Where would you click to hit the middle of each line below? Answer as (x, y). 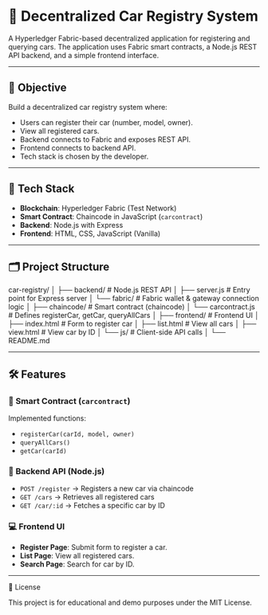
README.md (29, 341)
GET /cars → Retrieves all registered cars (87, 497)
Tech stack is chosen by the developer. (84, 156)
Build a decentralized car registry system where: (88, 107)
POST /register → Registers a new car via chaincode (106, 488)
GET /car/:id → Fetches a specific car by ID (93, 506)
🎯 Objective (37, 88)
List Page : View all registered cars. (77, 555)
